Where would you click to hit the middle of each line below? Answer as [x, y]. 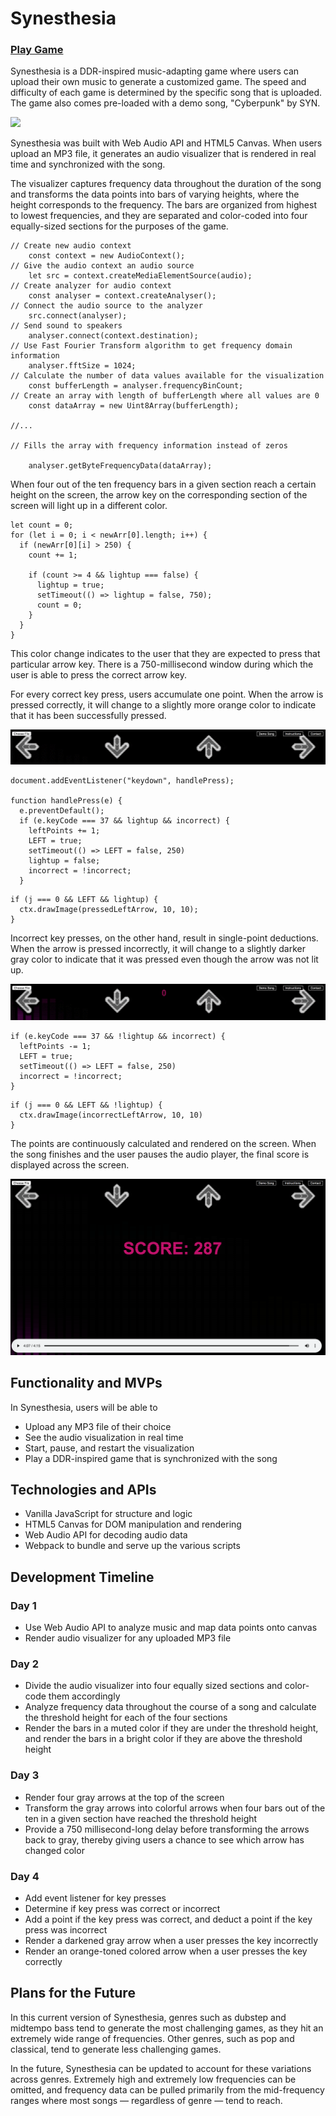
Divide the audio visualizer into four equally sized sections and [153, 1686]
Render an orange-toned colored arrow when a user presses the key [166, 1951]
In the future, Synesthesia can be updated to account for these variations [161, 2068]
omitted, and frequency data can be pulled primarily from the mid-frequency [167, 2089]
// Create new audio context [71, 246]
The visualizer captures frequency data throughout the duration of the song [166, 184]
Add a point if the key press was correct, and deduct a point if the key [168, 1919]
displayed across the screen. [70, 1164]
